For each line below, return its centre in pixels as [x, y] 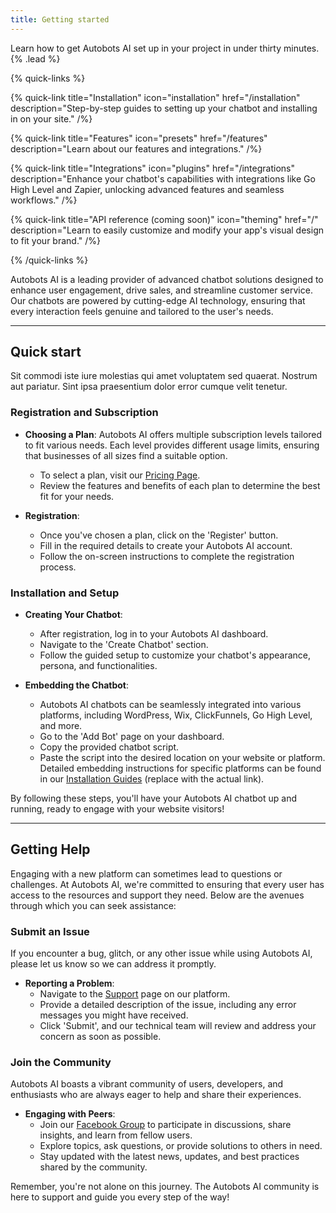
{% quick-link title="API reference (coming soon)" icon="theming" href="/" [164, 219]
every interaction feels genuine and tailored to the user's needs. [142, 311]
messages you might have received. [114, 1015]
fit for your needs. [77, 496]
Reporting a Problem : [69, 983]
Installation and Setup [65, 593]
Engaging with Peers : [70, 1114]
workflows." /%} [44, 200]
